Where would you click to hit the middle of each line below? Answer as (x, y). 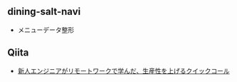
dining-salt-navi (44, 12)
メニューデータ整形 (46, 30)
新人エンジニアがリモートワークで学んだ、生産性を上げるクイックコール (123, 71)
